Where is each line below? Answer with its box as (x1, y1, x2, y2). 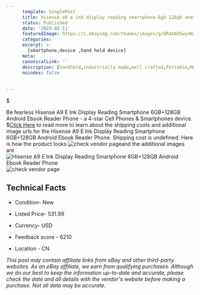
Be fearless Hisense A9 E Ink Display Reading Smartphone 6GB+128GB (6, 108, 181, 116)
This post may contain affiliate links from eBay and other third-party (6, 256, 174, 263)
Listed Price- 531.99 (14, 210, 64, 218)
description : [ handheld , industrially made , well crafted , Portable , (21, 64, 190, 70)
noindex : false (21, 70, 60, 76)
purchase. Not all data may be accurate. (6, 281, 106, 289)
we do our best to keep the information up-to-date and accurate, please (6, 269, 184, 276)
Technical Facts (6, 183, 67, 193)
